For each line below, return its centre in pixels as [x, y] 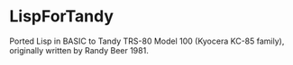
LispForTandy [62, 16]
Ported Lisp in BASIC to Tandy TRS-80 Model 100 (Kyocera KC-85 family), [147, 41]
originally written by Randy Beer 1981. [79, 50]
